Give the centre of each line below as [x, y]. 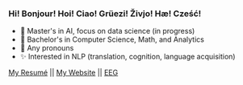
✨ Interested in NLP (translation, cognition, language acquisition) [128, 57]
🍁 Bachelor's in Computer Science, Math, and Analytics [112, 39]
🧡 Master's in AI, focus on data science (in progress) [107, 31]
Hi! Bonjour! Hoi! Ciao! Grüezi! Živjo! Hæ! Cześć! [105, 14]
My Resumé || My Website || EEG [63, 73]
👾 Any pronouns [47, 48]
